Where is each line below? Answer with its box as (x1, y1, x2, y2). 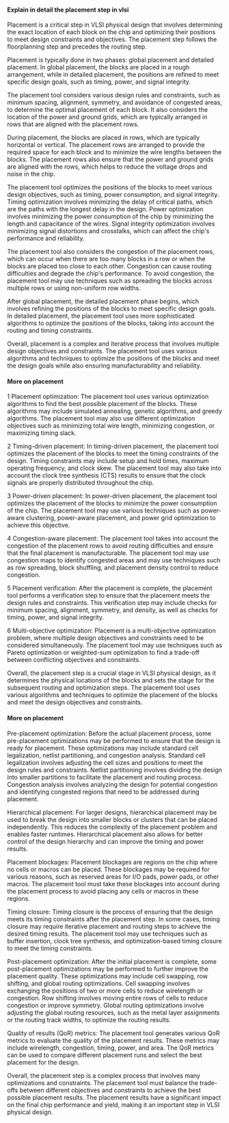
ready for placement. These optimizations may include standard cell (7, 744, 199, 752)
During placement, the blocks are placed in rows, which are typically (7, 134, 200, 142)
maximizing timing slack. (7, 429, 77, 437)
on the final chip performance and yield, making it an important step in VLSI (7, 1100, 220, 1109)
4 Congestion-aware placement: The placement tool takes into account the (7, 534, 219, 543)
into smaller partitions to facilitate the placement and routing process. (7, 772, 203, 781)
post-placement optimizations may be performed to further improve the (7, 965, 208, 973)
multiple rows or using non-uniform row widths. (7, 284, 142, 292)
